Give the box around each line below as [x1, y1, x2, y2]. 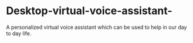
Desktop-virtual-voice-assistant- [6, 4, 172, 18]
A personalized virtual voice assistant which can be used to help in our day [6, 24, 187, 31]
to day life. [6, 29, 32, 37]
